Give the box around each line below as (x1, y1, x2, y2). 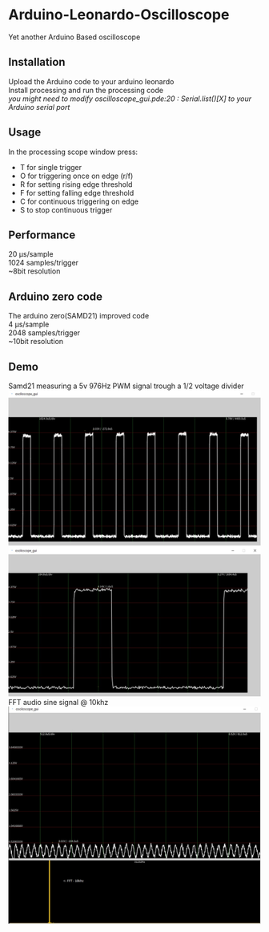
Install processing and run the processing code (8, 85, 164, 95)
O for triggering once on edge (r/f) (19, 171, 134, 180)
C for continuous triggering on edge (19, 197, 139, 206)
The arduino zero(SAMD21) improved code (8, 311, 150, 321)
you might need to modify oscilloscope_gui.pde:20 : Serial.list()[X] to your (8, 94, 252, 103)
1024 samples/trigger (8, 258, 78, 268)
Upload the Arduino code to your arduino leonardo (8, 76, 175, 86)
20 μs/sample (8, 249, 54, 259)
